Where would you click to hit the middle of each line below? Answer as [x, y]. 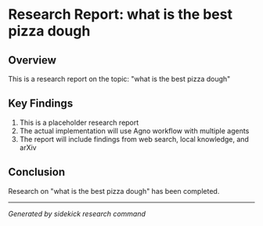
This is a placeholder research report [79, 122]
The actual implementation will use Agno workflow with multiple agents [134, 130]
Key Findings [41, 104]
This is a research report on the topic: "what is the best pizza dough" [119, 79]
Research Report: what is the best [121, 15]
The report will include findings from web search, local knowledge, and [134, 139]
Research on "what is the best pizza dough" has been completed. [114, 191]
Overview [32, 60]
